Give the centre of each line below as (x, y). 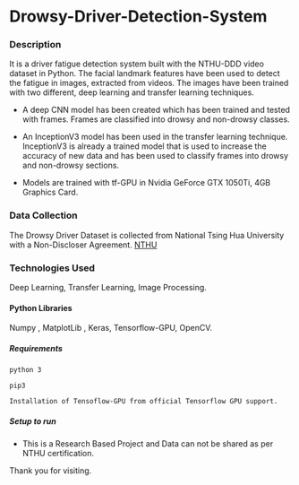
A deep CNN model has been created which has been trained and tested (156, 110)
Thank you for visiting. (51, 471)
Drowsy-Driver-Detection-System (138, 17)
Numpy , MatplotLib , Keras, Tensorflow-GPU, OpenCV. (111, 328)
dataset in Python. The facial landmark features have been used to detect (145, 74)
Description (35, 45)
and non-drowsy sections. (70, 165)
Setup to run (33, 421)
